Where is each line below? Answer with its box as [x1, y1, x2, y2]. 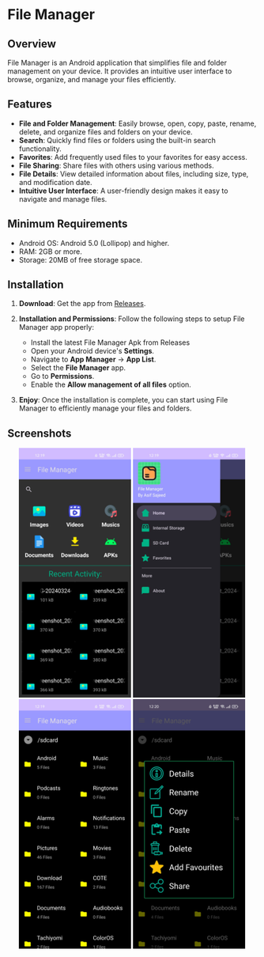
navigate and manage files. [18, 194, 107, 203]
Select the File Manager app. [30, 363, 126, 373]
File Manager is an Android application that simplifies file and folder [7, 58, 227, 67]
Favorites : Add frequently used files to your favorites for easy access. [18, 152, 248, 161]
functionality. [18, 144, 62, 153]
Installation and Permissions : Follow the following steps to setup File [18, 314, 246, 323]
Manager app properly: [18, 323, 94, 332]
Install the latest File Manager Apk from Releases [30, 338, 190, 347]
